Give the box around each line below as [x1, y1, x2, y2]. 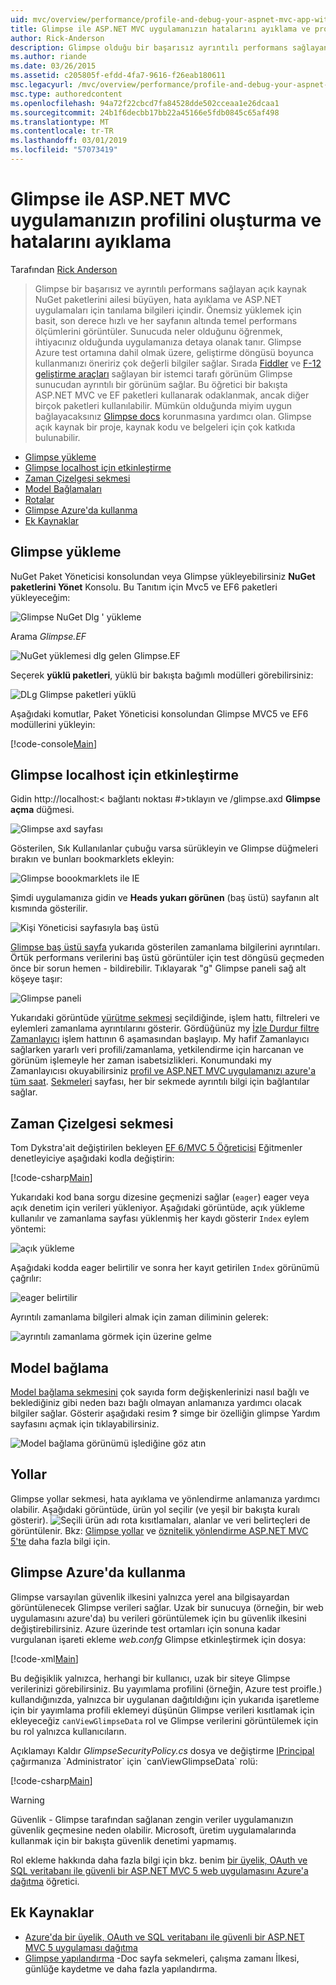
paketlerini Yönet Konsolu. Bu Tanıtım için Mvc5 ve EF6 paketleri [10, 581, 278, 593]
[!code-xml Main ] [10, 1652, 79, 1665]
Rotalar [24, 493, 55, 505]
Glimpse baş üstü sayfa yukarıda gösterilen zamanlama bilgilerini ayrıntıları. [10, 941, 321, 953]
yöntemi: [10, 1223, 47, 1235]
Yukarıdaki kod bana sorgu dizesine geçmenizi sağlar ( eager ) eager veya [10, 1191, 310, 1203]
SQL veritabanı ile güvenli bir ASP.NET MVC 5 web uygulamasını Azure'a [10, 1864, 309, 1876]
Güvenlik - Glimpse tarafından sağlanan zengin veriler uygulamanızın [10, 1813, 294, 1825]
